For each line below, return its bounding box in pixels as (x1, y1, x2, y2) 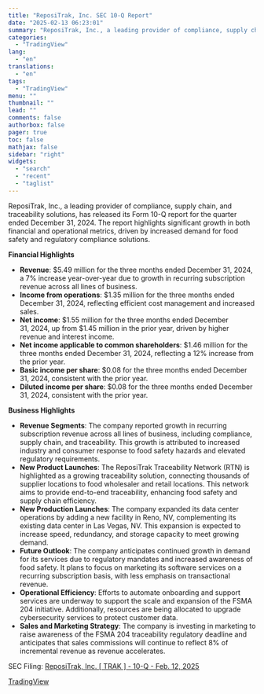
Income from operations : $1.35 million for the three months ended (19, 290, 235, 299)
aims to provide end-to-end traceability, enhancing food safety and (19, 487, 238, 497)
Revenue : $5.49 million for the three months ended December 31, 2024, (19, 265, 253, 274)
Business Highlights (8, 406, 75, 415)
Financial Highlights (8, 249, 75, 259)
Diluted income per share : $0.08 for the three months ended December (19, 382, 253, 391)
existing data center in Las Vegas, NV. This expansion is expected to (19, 520, 241, 531)
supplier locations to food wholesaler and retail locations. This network (19, 479, 249, 488)
